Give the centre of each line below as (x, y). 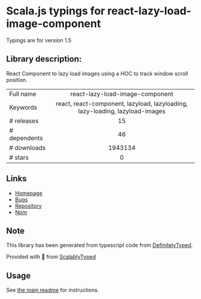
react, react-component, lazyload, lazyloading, (122, 103)
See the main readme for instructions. (53, 290)
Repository (28, 206)
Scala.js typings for (56, 11)
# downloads (28, 148)
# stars (19, 157)
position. (17, 80)
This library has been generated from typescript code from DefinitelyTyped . (100, 245)
